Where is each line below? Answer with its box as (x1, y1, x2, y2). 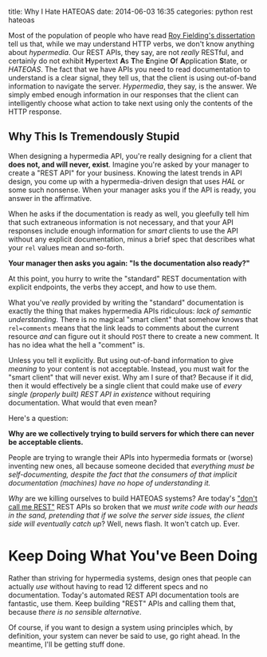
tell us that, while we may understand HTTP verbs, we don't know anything (8, 39, 255, 49)
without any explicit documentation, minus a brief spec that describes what (8, 234, 255, 244)
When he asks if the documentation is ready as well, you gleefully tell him (8, 209, 249, 218)
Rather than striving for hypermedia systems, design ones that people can (8, 573, 252, 583)
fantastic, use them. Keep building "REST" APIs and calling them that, (8, 598, 237, 608)
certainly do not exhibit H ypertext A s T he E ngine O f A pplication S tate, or (8, 56, 248, 65)
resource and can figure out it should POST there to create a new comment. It (8, 331, 259, 341)
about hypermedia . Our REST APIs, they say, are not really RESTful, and (8, 48, 245, 57)
